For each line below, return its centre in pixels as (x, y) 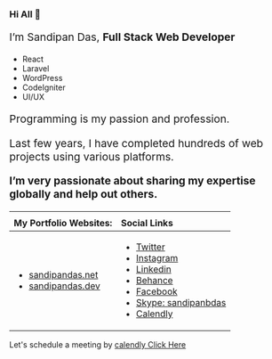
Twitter (151, 247)
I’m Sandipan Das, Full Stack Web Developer (122, 37)
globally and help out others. (84, 194)
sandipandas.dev (64, 286)
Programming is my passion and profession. (120, 119)
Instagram (157, 258)
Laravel (36, 69)
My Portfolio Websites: (63, 224)
